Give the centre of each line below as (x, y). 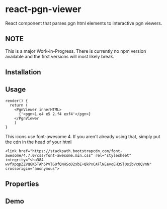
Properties (22, 184)
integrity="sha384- (26, 160)
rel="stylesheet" (113, 155)
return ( (19, 105)
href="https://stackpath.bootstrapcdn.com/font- (70, 151)
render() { (17, 101)
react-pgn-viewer (43, 9)
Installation (23, 72)
